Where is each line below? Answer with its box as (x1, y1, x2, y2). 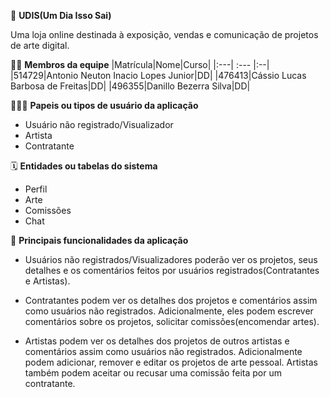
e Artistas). (24, 275, 71, 287)
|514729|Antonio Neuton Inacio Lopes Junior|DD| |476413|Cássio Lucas (10, 70, 307, 81)
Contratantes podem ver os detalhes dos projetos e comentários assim (24, 295, 318, 306)
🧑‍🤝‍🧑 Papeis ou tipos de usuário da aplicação (10, 100, 199, 111)
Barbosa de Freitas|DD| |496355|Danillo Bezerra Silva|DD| (10, 80, 251, 92)
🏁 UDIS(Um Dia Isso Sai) (10, 10, 112, 21)
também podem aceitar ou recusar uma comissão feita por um (24, 367, 282, 379)
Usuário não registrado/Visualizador (24, 119, 174, 130)
